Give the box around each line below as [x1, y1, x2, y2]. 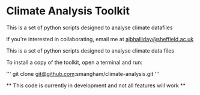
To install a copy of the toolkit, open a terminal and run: [6, 59, 143, 66]
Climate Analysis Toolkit [6, 4, 130, 18]
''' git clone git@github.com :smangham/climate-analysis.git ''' [6, 70, 160, 77]
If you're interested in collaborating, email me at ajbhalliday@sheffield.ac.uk [6, 35, 194, 42]
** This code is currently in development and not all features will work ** [6, 82, 186, 89]
